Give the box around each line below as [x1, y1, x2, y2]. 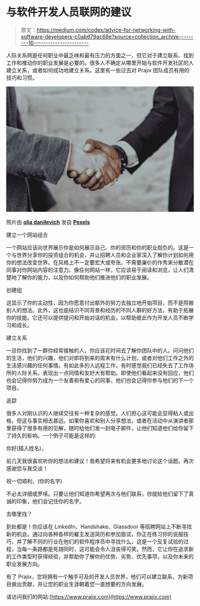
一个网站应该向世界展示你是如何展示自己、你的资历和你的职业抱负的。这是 [6, 244, 189, 251]
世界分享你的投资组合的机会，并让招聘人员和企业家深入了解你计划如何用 [16, 251, 194, 259]
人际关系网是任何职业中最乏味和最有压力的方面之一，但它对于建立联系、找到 [6, 51, 194, 59]
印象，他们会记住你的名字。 [16, 497, 85, 505]
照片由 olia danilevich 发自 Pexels [6, 219, 90, 226]
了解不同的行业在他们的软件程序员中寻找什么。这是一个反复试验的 [21, 538, 183, 545]
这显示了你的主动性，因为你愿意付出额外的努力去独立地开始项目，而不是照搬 [6, 299, 194, 306]
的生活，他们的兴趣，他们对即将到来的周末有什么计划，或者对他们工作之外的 [6, 354, 194, 361]
